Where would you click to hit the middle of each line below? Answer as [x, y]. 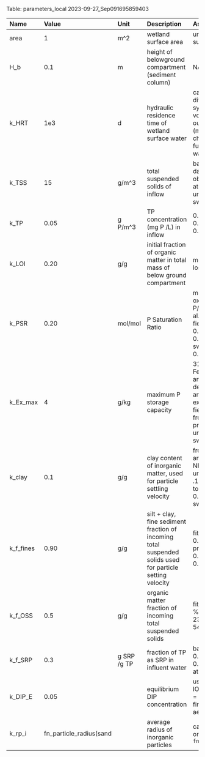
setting [156, 575]
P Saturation [164, 319]
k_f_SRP [21, 660]
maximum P [164, 394]
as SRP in [160, 660]
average [159, 722]
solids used [163, 560]
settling [157, 489]
